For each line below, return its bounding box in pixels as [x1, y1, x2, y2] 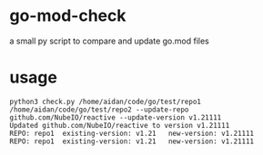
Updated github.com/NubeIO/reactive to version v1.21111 [9, 121, 230, 130]
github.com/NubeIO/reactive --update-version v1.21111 [9, 112, 222, 122]
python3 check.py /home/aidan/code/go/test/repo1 [9, 97, 202, 106]
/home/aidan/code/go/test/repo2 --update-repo [9, 105, 189, 114]
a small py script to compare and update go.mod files [9, 35, 209, 46]
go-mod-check [9, 5, 126, 26]
